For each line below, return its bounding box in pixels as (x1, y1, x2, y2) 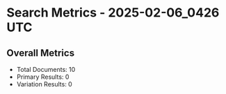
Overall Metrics (6, 47, 74, 59)
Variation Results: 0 (16, 80, 72, 88)
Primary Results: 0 (16, 73, 70, 81)
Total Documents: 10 (16, 66, 76, 73)
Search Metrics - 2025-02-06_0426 (6, 5, 220, 21)
